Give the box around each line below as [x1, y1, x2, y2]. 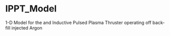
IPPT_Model [5, 3, 57, 14]
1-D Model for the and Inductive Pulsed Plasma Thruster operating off [5, 19, 152, 25]
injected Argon [11, 24, 42, 30]
